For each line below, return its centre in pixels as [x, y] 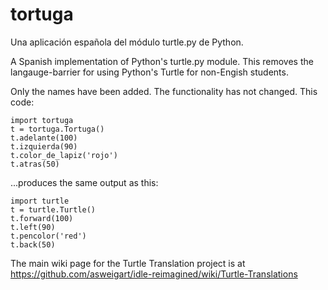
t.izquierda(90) [44, 146]
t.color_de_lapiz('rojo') [64, 155]
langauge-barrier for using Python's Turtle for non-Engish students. [149, 72]
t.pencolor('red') [48, 236]
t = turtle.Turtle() [53, 209]
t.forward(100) [42, 218]
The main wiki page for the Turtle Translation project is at [128, 263]
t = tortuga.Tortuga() [57, 129]
